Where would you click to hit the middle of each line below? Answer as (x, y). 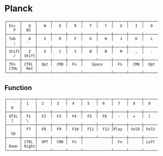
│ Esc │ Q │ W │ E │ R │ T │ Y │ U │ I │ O (79, 26)
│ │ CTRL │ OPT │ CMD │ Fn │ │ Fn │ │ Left (80, 142)
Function (18, 88)
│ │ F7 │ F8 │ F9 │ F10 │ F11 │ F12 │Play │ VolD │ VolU (80, 129)
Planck (19, 9)
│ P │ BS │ (21, 30)
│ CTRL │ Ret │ (21, 68)
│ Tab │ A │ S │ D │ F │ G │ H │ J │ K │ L (79, 39)
